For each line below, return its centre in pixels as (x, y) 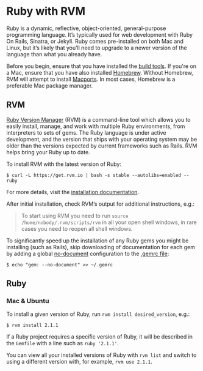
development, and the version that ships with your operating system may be (102, 139)
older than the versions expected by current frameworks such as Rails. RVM (102, 146)
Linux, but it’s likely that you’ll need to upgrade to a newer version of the (97, 48)
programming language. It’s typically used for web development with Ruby (100, 34)
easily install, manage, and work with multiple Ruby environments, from (96, 126)
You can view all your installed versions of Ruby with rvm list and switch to (101, 355)
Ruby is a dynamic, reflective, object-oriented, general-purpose (86, 28)
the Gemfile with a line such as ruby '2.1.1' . (62, 343)
